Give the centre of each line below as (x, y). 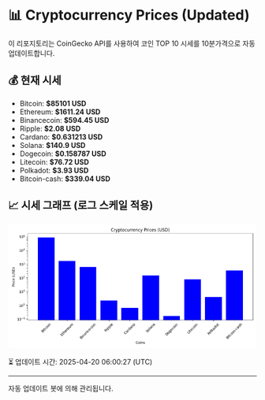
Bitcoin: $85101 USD (53, 103)
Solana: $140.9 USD (52, 145)
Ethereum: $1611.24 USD (60, 112)
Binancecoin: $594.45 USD (64, 120)
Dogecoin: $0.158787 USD (63, 154)
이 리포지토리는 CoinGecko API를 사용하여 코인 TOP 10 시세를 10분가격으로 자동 (132, 43)
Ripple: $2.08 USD (50, 128)
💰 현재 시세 (35, 81)
